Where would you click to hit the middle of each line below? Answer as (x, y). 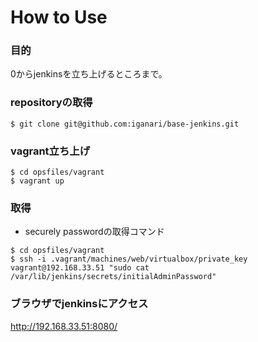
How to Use (59, 17)
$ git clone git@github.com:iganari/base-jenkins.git (125, 124)
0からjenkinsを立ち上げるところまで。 (89, 74)
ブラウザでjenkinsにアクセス (79, 304)
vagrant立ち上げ (50, 151)
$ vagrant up (37, 181)
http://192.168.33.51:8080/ (64, 326)
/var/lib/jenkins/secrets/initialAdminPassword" (113, 277)
